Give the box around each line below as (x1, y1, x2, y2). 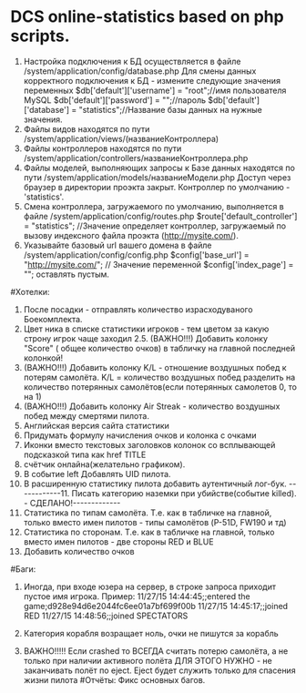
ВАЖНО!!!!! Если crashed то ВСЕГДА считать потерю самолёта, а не (23, 645, 289, 657)
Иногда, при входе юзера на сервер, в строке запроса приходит (23, 581, 277, 592)
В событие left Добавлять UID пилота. (23, 468, 171, 479)
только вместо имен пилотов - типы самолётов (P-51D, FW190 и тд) (23, 516, 287, 527)
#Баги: (10, 563, 36, 575)
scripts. (10, 25, 71, 46)
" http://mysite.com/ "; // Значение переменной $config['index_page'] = (23, 259, 294, 270)
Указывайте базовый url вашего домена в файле (23, 239, 212, 250)
